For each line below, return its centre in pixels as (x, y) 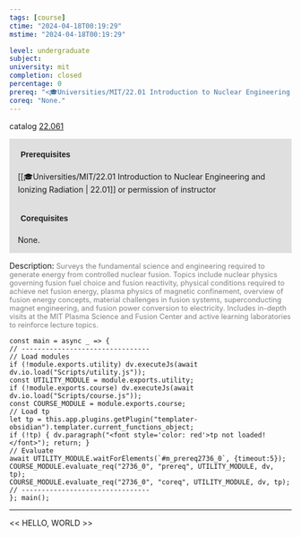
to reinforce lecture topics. (54, 325)
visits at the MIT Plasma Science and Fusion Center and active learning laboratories (150, 316)
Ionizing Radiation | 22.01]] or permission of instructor (117, 189)
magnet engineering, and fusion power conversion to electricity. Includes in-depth (148, 308)
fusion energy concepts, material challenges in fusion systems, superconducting (146, 300)
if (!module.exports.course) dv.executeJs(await (102, 388)
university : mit (39, 67)
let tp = (26, 419)
